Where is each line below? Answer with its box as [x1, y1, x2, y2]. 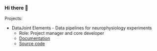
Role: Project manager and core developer [19, 30, 105, 36]
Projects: [4, 16, 22, 22]
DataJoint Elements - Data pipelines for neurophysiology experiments [11, 25, 152, 31]
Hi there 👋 [4, 4, 29, 11]
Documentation [19, 35, 50, 41]
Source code [19, 41, 45, 47]
